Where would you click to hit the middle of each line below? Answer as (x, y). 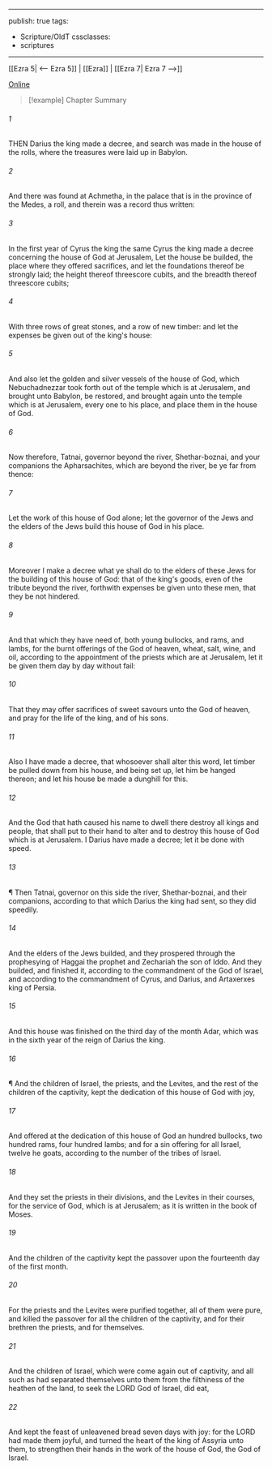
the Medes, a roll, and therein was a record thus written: (102, 204)
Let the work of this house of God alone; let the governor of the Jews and (131, 518)
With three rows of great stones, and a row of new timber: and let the (123, 326)
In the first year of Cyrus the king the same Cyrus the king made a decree (131, 248)
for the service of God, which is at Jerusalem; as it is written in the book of (133, 1205)
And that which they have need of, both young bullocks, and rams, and (126, 640)
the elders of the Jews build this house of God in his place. (106, 526)
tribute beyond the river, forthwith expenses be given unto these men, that (132, 587)
